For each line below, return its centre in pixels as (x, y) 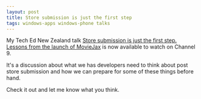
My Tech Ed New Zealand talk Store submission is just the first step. (92, 41)
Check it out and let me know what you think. (63, 90)
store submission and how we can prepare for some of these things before (100, 72)
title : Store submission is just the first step (69, 18)
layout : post (23, 12)
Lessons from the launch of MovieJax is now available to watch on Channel (101, 47)
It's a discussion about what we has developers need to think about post (97, 65)
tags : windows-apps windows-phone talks (58, 23)
